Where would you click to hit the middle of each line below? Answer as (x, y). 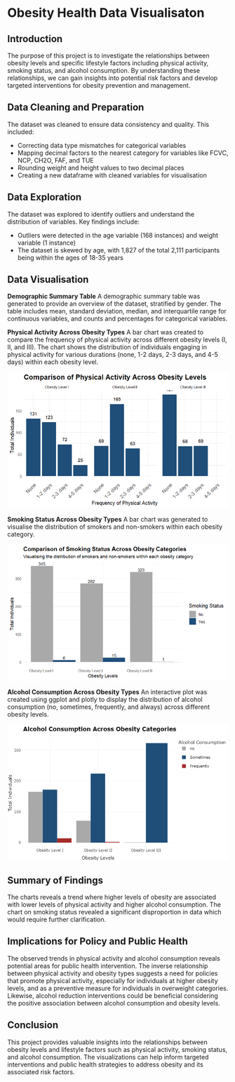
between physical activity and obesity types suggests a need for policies (113, 973)
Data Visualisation (48, 279)
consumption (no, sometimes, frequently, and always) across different (109, 707)
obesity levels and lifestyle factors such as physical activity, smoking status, (117, 1049)
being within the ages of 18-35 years (70, 257)
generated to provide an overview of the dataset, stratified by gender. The (114, 304)
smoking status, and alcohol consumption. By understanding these (104, 70)
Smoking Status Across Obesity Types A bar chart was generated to (108, 520)
